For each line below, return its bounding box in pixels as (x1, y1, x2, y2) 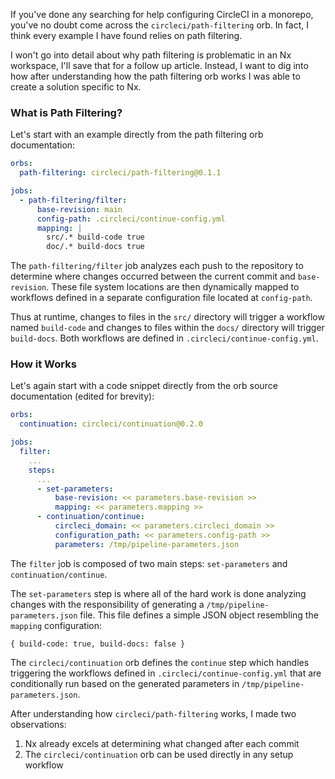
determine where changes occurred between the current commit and (10, 270, 296, 283)
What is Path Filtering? (10, 105, 123, 119)
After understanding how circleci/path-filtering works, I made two (10, 707, 297, 719)
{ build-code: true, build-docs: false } (10, 639, 186, 649)
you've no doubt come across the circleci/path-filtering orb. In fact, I (10, 19, 309, 31)
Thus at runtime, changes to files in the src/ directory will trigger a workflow (10, 311, 325, 323)
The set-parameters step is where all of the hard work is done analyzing (10, 587, 307, 599)
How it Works (10, 357, 77, 371)
